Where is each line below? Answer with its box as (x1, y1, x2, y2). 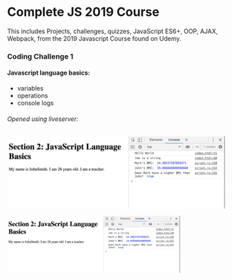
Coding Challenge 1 (7, 51, 74, 61)
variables (17, 84, 43, 93)
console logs (17, 99, 54, 107)
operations (17, 91, 48, 100)
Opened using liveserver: (7, 115, 79, 123)
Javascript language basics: (7, 68, 90, 77)
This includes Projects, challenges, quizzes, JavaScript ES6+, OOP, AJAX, (7, 27, 218, 35)
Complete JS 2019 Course (7, 4, 160, 20)
